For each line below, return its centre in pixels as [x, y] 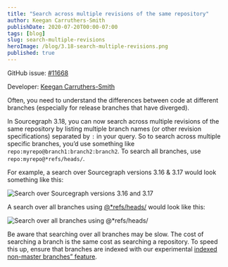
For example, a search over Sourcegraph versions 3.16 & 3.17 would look [112, 172]
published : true [31, 53]
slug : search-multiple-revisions [56, 40]
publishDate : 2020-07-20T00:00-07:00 [63, 27]
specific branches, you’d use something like [71, 143]
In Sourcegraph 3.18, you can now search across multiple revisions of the [113, 121]
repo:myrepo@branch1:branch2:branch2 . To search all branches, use [104, 151]
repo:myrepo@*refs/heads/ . [46, 158]
